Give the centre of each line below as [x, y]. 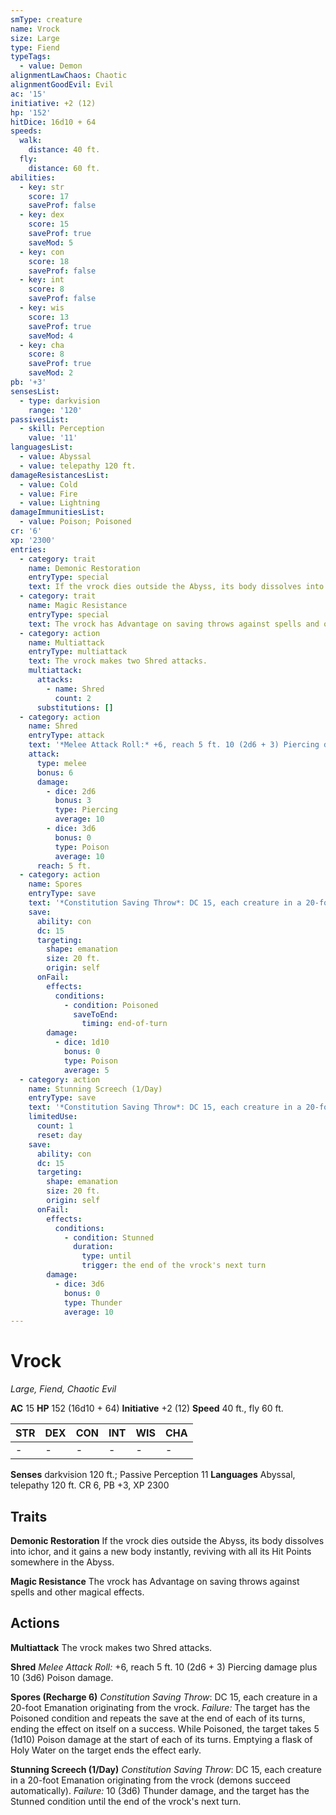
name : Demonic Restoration [84, 568]
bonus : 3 [73, 801]
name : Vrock [35, 29]
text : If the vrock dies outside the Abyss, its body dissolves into [176, 587]
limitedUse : [53, 1117]
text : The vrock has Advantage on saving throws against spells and [174, 624]
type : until [106, 1256]
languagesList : [42, 447]
